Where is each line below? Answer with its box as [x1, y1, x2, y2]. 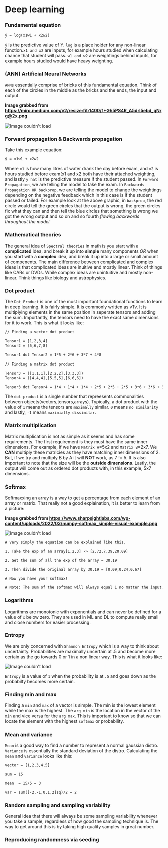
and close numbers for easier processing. [5, 619, 91, 625]
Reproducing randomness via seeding [5, 836, 99, 843]
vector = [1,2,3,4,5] [5, 763, 50, 768]
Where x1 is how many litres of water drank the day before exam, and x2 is [5, 165, 158, 171]
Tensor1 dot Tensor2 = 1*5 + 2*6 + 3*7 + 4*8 [5, 352, 101, 357]
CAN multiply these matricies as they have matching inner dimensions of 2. [5, 449, 160, 455]
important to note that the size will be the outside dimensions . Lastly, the [5, 460, 156, 466]
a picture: [5, 506, 25, 512]
